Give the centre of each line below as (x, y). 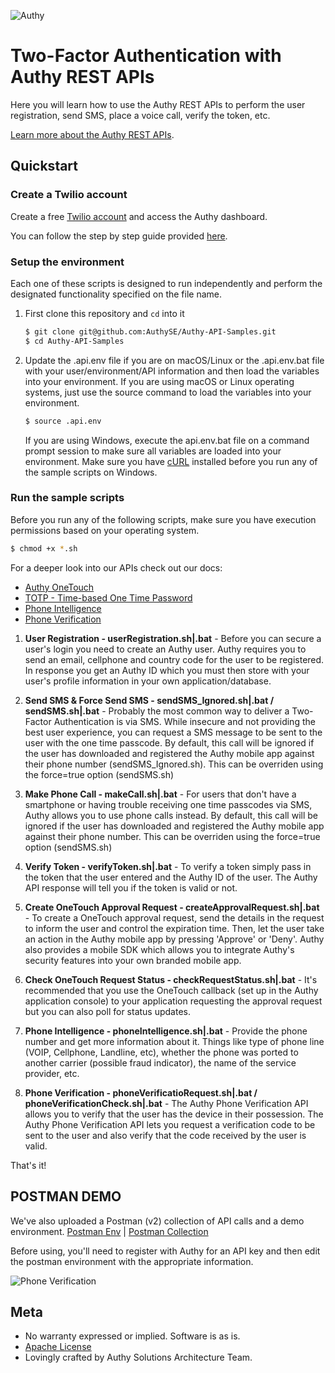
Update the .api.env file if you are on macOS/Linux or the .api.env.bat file (174, 360)
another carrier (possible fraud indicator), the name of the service (160, 1062)
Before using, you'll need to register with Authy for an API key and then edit (165, 1251)
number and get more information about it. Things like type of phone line (174, 1041)
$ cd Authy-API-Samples (74, 341)
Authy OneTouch (59, 587)
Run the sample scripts (67, 498)
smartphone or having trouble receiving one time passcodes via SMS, (168, 804)
